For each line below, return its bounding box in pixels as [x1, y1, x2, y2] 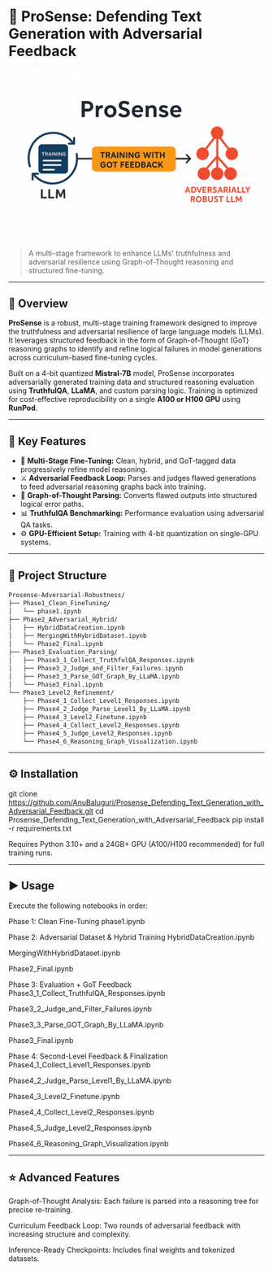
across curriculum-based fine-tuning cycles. [8, 353, 158, 363]
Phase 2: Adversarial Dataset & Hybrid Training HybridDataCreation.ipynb [8, 932, 254, 942]
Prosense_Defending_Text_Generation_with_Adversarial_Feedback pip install [8, 814, 264, 824]
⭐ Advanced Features [8, 1171, 120, 1185]
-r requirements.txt [8, 823, 71, 833]
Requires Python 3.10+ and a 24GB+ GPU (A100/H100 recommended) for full [8, 839, 265, 849]
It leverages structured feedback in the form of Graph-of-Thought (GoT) [8, 335, 249, 345]
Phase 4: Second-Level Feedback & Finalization [8, 1051, 168, 1061]
